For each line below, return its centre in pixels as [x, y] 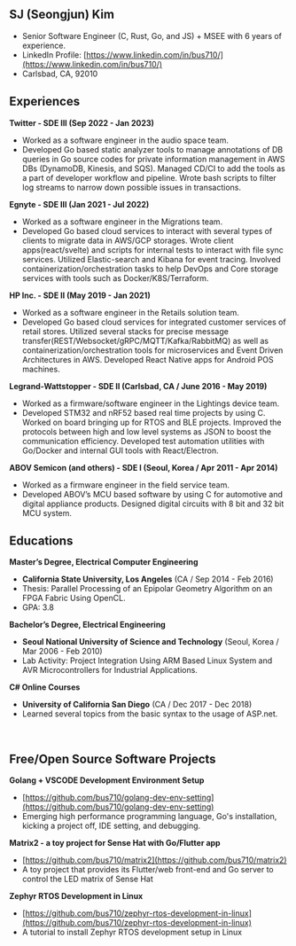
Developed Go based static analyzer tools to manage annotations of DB [152, 149]
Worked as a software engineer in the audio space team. [125, 140]
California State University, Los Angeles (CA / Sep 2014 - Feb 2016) [148, 579]
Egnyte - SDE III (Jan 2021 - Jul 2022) [79, 204]
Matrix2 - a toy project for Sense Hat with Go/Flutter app [115, 843]
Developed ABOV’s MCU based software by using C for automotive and [152, 494]
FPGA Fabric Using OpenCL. [74, 598]
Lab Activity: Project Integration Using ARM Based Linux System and [147, 661]
